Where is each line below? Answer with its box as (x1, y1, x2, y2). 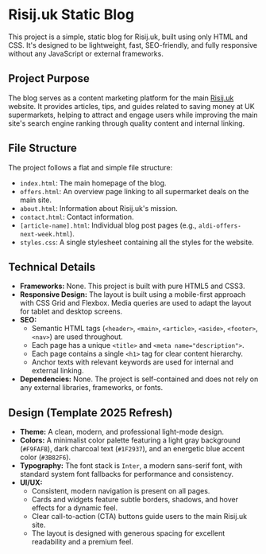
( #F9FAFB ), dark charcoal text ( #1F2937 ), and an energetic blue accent (19, 444, 245, 454)
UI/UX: (19, 478, 43, 487)
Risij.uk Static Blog (8, 6, 135, 24)
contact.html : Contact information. (19, 212, 134, 221)
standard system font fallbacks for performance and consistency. (19, 470, 234, 479)
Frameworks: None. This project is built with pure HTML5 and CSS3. (19, 281, 245, 291)
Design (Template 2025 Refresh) (8, 406, 173, 419)
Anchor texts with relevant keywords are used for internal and (31, 357, 234, 367)
